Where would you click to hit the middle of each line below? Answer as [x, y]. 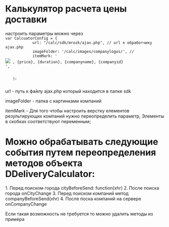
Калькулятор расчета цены [66, 9]
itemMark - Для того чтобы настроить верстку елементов [67, 110]
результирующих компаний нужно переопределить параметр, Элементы [85, 116]
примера [15, 219]
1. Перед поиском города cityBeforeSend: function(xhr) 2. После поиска [82, 188]
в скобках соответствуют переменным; [48, 121]
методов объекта [44, 163]
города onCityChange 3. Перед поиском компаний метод [67, 193]
